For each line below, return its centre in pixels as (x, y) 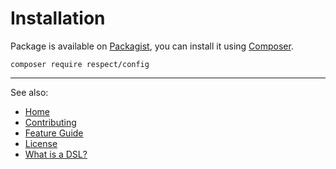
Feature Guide (54, 133)
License (41, 143)
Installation (58, 18)
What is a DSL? (56, 154)
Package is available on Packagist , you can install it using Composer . (152, 46)
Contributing (50, 122)
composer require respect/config (80, 64)
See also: (29, 92)
